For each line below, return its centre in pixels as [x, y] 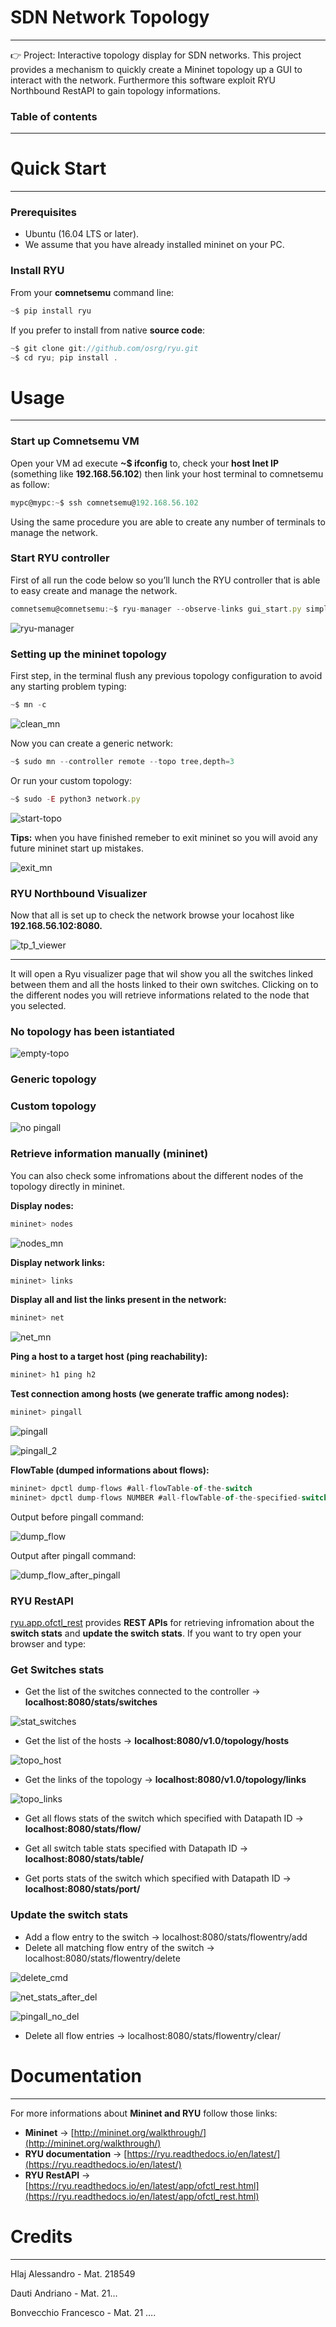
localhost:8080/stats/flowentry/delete [102, 1958]
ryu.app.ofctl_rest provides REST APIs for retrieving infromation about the [162, 1623]
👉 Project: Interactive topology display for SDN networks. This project [156, 55]
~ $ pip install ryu [51, 311]
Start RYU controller [60, 558]
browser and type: [48, 1644]
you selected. [38, 1005]
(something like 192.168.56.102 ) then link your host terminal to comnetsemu [167, 473]
